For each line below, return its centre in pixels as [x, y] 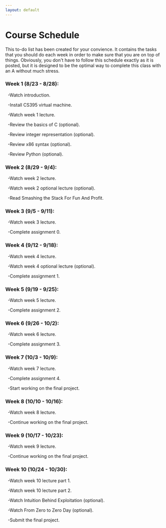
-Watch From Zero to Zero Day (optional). [50, 510]
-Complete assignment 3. [34, 344]
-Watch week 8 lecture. [32, 412]
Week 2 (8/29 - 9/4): [31, 167]
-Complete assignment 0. [34, 232]
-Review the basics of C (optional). [44, 125]
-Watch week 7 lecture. [32, 368]
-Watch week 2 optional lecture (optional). [51, 188]
